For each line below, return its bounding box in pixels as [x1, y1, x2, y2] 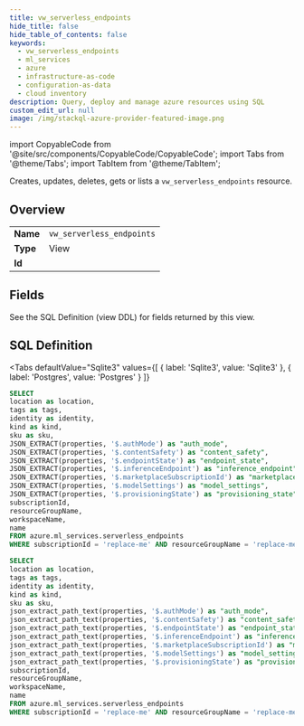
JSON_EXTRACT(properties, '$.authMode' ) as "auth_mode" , [9, 439, 229, 448]
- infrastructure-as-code [17, 72, 116, 81]
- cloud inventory [17, 89, 88, 98]
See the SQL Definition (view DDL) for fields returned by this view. [9, 311, 255, 322]
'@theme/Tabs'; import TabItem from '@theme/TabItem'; [9, 158, 221, 169]
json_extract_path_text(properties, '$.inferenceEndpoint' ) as [9, 632, 253, 642]
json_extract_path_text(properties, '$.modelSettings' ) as [9, 648, 237, 658]
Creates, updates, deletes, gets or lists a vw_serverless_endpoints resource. [9, 175, 292, 186]
